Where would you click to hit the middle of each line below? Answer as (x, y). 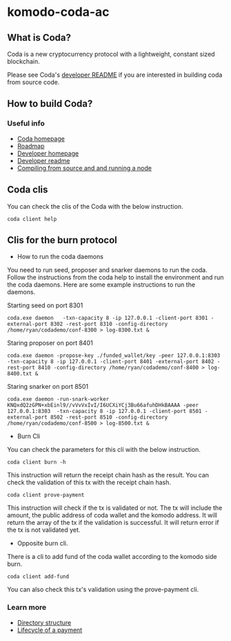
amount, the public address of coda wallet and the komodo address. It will (112, 515)
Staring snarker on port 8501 (48, 387)
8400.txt (20, 374)
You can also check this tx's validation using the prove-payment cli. (103, 590)
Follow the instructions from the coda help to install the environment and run (115, 278)
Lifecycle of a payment (50, 630)
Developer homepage (48, 153)
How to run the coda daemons (60, 257)
